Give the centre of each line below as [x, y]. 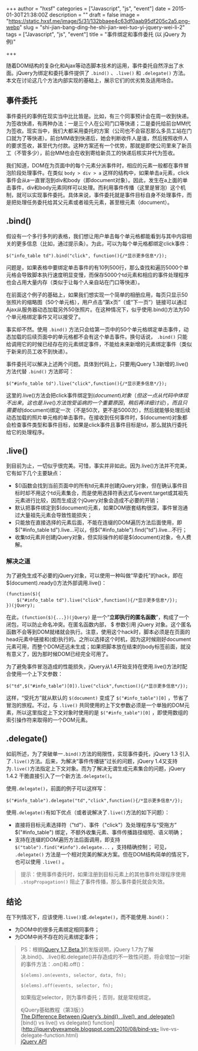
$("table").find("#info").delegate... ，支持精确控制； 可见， [92, 847]
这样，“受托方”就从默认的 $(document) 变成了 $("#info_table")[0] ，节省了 [97, 697]
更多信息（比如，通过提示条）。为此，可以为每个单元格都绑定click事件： [103, 243]
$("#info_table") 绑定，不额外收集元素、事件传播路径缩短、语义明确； [99, 832]
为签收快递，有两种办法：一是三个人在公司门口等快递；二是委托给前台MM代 [99, 123]
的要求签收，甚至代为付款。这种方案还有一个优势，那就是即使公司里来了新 [96, 145]
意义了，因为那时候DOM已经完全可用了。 [61, 654]
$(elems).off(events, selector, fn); [67, 986]
